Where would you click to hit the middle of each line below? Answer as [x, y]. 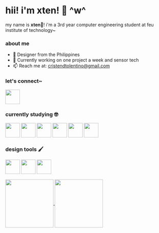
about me [17, 43]
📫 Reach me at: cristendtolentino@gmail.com [61, 66]
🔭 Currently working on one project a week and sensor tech [76, 60]
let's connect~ [24, 81]
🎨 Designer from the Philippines [46, 55]
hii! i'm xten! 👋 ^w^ [46, 11]
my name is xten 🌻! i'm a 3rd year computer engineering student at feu [79, 25]
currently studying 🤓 [32, 114]
